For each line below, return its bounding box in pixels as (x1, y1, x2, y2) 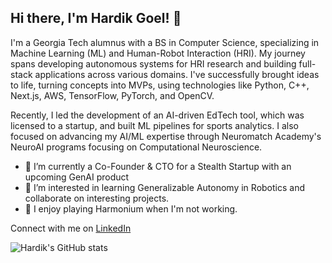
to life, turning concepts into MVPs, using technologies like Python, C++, (10, 79, 310, 91)
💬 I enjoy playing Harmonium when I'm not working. (24, 202, 238, 215)
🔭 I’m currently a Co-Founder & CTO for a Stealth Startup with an (24, 160, 292, 172)
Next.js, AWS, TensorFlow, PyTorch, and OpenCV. (10, 89, 215, 101)
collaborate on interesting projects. (24, 192, 170, 204)
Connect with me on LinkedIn (10, 222, 132, 234)
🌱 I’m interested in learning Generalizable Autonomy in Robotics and (24, 181, 305, 193)
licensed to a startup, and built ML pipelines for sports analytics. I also (10, 119, 299, 131)
